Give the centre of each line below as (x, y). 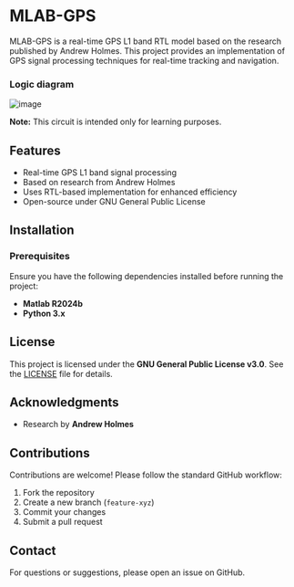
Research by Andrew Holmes (78, 425)
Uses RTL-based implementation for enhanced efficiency (130, 192)
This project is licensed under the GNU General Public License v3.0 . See (147, 364)
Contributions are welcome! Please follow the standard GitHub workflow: (146, 475)
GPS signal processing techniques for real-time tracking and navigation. (144, 60)
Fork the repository (59, 493)
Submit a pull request (62, 522)
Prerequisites (40, 257)
